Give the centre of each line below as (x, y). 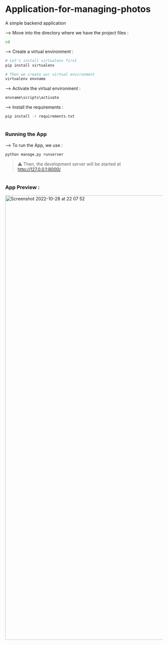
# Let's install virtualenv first (41, 60)
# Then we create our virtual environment (50, 74)
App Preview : (22, 187)
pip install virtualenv (30, 65)
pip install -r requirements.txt (40, 116)
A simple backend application (36, 23)
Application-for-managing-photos (78, 9)
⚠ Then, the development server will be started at (69, 164)
